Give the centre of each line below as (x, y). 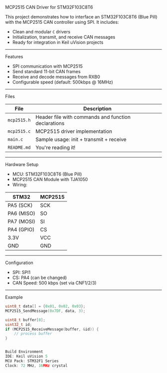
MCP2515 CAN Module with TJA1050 (50, 179)
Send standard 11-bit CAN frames (46, 71)
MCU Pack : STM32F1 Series (32, 361)
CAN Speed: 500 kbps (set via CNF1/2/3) (54, 283)
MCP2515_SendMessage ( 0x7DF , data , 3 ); (45, 311)
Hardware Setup (22, 164)
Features (14, 56)
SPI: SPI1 (21, 272)
